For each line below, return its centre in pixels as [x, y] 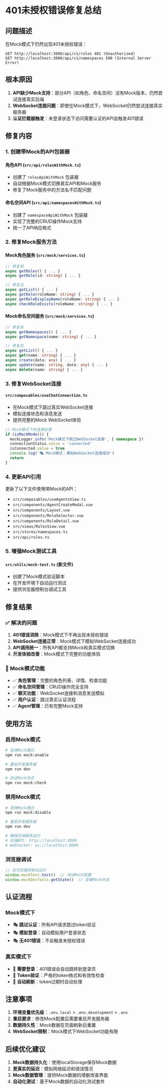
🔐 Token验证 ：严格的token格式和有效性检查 [59, 975]
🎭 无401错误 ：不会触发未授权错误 [49, 941]
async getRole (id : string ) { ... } [43, 276]
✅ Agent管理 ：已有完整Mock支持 [48, 706]
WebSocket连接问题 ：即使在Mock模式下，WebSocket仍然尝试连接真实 [88, 106]
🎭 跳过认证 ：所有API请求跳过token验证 [54, 925]
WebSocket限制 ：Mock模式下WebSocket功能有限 [65, 1031]
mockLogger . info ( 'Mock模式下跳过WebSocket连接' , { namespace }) [77, 439]
